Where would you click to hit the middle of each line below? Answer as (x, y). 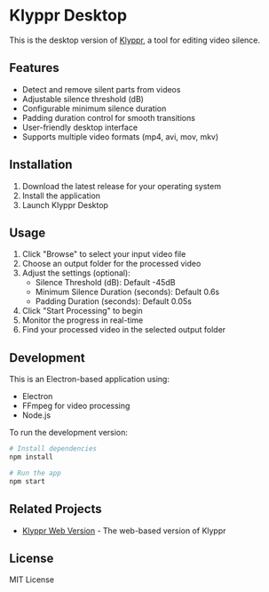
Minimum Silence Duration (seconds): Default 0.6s (127, 292)
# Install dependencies (53, 449)
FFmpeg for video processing (76, 406)
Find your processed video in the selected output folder (124, 330)
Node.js (36, 415)
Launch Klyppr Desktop (65, 204)
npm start (28, 481)
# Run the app (36, 473)
